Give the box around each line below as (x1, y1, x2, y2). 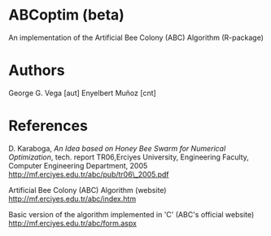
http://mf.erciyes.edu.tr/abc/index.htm (8, 194, 137, 203)
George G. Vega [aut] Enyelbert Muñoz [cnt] (8, 88, 156, 98)
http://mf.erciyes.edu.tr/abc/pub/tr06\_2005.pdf (8, 169, 169, 179)
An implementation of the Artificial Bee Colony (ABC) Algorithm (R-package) (8, 33, 264, 42)
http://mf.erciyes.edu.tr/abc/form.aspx (8, 218, 137, 228)
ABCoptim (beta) (8, 6, 125, 24)
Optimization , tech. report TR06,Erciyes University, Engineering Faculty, (8, 152, 250, 162)
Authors (8, 61, 65, 80)
